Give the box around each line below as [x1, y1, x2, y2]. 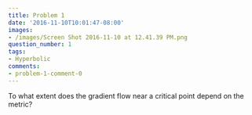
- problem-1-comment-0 [8, 70, 82, 77]
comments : [8, 63, 41, 70]
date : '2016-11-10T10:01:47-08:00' [8, 19, 125, 27]
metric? [8, 99, 33, 109]
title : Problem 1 [8, 11, 65, 20]
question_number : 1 [8, 41, 72, 49]
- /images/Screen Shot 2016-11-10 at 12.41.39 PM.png [8, 33, 188, 41]
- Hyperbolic [8, 56, 51, 63]
